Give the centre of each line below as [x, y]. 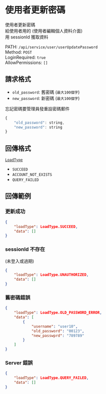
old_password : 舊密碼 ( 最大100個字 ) [46, 92]
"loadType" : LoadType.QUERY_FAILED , [52, 378]
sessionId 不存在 [25, 249]
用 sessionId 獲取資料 [27, 37]
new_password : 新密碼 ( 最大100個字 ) [46, 98]
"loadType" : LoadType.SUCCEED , [46, 227]
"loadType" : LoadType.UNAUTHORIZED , [52, 275]
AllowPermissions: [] [26, 63]
